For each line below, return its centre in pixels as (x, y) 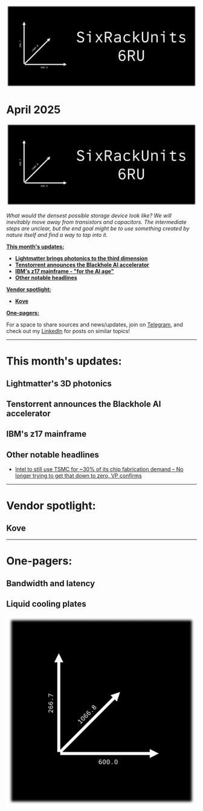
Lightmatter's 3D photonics (59, 383)
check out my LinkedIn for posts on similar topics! (68, 331)
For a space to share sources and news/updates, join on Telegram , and (95, 325)
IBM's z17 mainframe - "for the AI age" (64, 271)
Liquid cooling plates (46, 604)
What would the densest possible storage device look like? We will (89, 216)
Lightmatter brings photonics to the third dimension (81, 258)
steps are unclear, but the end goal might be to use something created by (98, 228)
